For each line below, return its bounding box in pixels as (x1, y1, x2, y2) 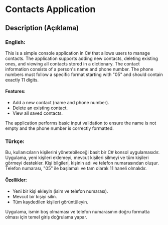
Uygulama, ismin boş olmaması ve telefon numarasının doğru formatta (5, 208, 150, 214)
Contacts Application (5, 4, 96, 15)
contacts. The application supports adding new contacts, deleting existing (5, 55, 158, 61)
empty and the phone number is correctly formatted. (5, 125, 114, 131)
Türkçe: (5, 138, 25, 144)
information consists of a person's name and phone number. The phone (5, 66, 154, 72)
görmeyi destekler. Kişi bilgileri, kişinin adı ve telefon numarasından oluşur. (5, 160, 159, 166)
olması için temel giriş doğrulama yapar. (5, 214, 88, 220)
